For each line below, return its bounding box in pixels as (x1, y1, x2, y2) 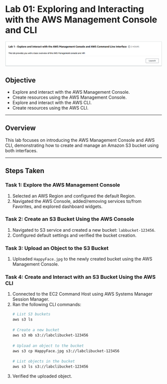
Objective (5, 76, 36, 84)
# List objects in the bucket (12, 359, 76, 364)
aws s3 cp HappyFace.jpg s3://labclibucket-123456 (12, 348, 120, 353)
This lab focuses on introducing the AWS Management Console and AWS (5, 137, 155, 143)
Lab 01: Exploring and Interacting (5, 3, 144, 15)
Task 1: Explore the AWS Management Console (5, 182, 120, 189)
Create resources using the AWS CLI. (12, 105, 88, 111)
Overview (5, 124, 36, 132)
